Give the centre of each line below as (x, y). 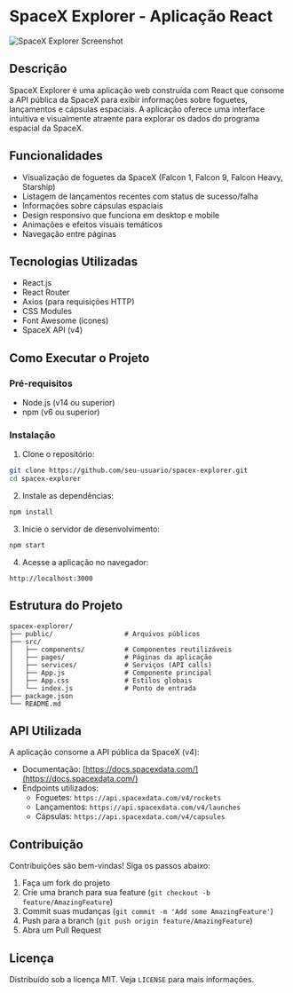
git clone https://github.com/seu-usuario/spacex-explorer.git (129, 471)
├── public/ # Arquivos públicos (105, 634)
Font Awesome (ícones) (65, 320)
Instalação (32, 435)
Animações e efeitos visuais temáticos (92, 225)
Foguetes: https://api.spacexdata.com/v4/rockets (128, 798)
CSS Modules (47, 311)
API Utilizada (45, 731)
